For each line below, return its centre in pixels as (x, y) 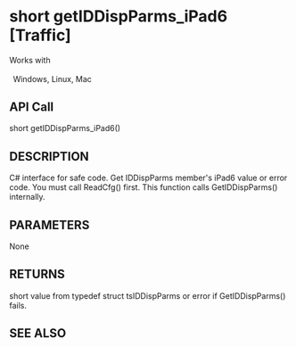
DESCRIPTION (49, 157)
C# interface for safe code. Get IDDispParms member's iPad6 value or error (148, 178)
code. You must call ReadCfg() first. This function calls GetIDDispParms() (144, 187)
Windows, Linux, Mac (52, 78)
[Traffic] (40, 35)
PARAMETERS (49, 225)
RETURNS (37, 274)
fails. (18, 305)
